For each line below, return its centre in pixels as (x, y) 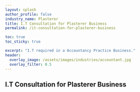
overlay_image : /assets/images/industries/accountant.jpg (70, 60)
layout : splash (21, 10)
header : (13, 55)
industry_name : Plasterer (32, 19)
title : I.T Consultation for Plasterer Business (56, 23)
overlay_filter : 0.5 (31, 64)
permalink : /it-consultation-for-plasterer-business (60, 28)
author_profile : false (28, 14)
